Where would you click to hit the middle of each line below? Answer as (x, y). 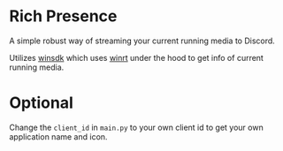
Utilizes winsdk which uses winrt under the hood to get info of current (136, 57)
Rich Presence (63, 16)
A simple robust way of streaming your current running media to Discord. (142, 41)
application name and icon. (58, 136)
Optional (41, 103)
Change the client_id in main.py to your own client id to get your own (136, 127)
